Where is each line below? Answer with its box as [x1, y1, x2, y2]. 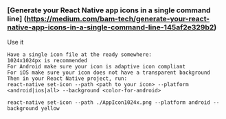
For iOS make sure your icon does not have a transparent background [7, 69, 211, 77]
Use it [7, 38, 24, 47]
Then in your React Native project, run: [7, 75, 128, 82]
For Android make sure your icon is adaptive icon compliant [7, 64, 186, 70]
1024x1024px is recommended [7, 57, 88, 64]
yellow [41, 105, 60, 112]
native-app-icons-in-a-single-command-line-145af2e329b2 [7, 23, 214, 32]
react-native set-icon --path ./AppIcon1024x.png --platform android [7, 99, 211, 106]
